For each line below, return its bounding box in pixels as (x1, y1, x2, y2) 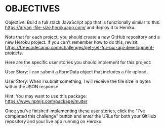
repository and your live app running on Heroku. (5, 118, 103, 124)
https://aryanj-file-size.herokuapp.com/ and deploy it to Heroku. (5, 24, 136, 30)
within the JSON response (5, 83, 58, 89)
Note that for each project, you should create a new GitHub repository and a (5, 34, 160, 40)
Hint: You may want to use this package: (5, 93, 87, 99)
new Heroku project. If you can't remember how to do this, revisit (5, 39, 138, 45)
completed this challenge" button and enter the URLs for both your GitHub (5, 113, 157, 119)
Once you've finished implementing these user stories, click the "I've (5, 108, 145, 114)
